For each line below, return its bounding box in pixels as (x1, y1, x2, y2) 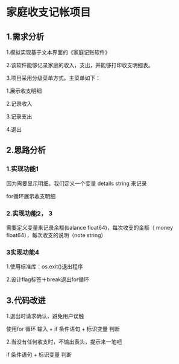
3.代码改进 (6, 295, 46, 305)
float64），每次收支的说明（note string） (6, 231, 107, 239)
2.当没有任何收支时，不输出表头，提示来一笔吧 (6, 338, 122, 345)
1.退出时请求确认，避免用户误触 (6, 313, 84, 320)
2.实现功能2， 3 (6, 209, 53, 218)
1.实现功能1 (6, 164, 39, 173)
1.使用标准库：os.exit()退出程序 (6, 263, 83, 270)
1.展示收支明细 (6, 87, 42, 94)
